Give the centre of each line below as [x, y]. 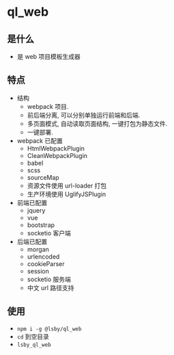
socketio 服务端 [49, 279]
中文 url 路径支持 [50, 287]
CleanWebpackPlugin [57, 155]
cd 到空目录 [33, 337]
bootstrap [41, 225]
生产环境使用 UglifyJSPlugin [67, 194]
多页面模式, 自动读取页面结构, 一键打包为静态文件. [97, 123]
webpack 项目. [48, 106]
